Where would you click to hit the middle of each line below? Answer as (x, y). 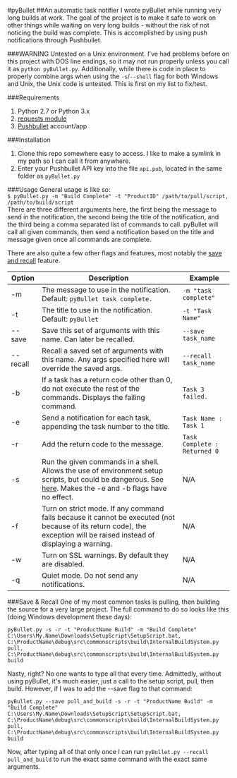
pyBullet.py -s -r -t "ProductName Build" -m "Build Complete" (102, 630)
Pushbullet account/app (52, 126)
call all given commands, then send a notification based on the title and (111, 232)
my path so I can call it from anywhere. (74, 161)
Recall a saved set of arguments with (103, 351)
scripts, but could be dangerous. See (103, 479)
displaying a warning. (77, 544)
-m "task (197, 291)
